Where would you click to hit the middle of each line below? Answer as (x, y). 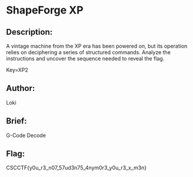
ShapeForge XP (45, 10)
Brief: (17, 121)
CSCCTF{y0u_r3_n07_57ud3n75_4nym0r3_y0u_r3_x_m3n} (76, 168)
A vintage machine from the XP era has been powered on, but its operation (97, 46)
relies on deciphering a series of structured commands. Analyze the (88, 52)
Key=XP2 (17, 70)
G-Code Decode (26, 135)
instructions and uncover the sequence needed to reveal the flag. (85, 59)
